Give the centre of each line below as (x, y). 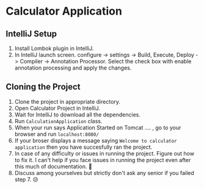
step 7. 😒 (27, 179)
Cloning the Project (43, 87)
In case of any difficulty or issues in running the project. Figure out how (104, 153)
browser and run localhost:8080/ (56, 134)
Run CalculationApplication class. (58, 121)
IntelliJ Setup (31, 34)
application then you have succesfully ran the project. (83, 147)
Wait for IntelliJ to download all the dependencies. (78, 115)
